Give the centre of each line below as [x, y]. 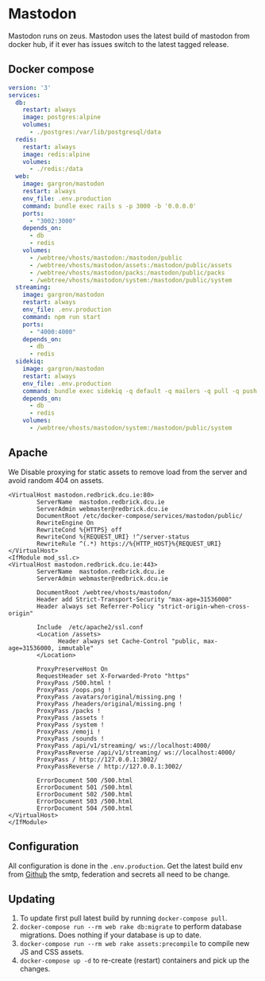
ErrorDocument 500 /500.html [85, 781]
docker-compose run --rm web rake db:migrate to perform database [131, 927]
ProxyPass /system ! [71, 725]
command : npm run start [62, 317]
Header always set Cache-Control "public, [129, 641]
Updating [32, 899]
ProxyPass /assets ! [71, 718]
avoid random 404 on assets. [56, 480]
